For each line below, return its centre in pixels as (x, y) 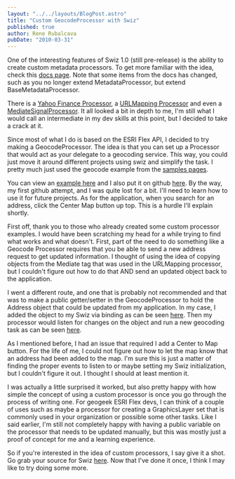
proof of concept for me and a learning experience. (81, 440)
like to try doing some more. (48, 468)
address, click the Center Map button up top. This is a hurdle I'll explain (110, 205)
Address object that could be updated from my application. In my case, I (112, 307)
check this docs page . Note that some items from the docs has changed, (112, 75)
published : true (31, 27)
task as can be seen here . (45, 330)
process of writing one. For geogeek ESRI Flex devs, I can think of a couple (116, 402)
